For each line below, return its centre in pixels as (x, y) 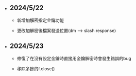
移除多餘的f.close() (36, 68)
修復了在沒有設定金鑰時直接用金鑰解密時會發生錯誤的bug (74, 58)
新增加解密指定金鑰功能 (40, 20)
